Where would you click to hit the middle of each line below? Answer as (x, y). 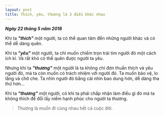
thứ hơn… (15, 84)
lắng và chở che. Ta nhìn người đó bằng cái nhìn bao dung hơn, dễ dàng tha (82, 78)
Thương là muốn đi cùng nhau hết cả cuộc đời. (65, 108)
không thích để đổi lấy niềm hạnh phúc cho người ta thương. (66, 98)
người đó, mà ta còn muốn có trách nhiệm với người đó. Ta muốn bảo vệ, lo (82, 73)
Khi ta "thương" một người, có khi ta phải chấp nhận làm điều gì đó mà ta (80, 93)
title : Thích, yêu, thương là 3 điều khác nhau (55, 14)
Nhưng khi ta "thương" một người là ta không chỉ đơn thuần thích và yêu (79, 68)
